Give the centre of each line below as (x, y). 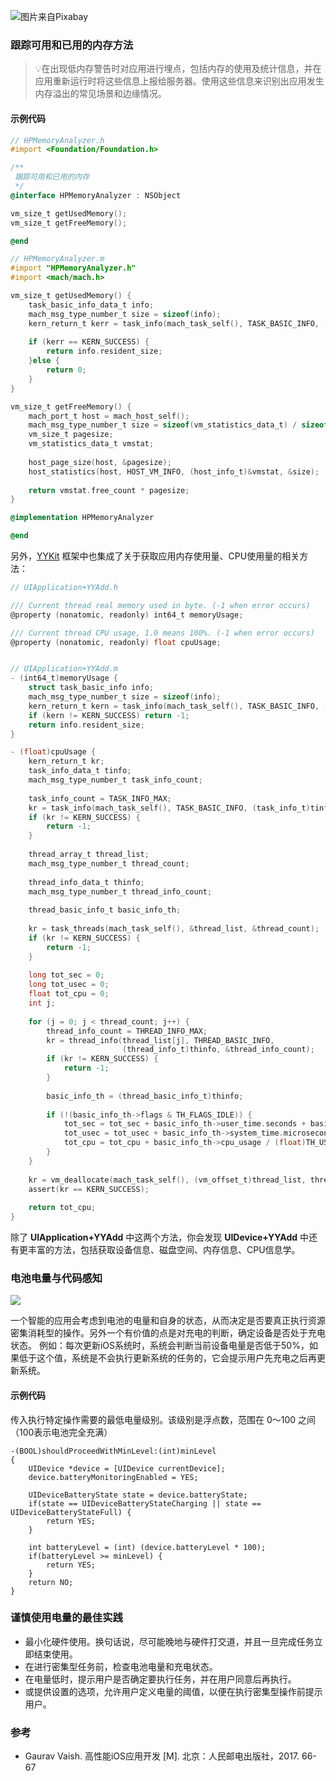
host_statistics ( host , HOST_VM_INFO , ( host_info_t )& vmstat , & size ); (174, 471)
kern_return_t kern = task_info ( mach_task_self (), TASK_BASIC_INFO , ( (178, 706)
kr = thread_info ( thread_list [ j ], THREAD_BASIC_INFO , (160, 1040)
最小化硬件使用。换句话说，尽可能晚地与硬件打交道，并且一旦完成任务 (169, 1641)
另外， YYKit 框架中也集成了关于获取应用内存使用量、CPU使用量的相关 (155, 556)
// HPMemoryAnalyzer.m (57, 259)
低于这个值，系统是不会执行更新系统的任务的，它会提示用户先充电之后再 (167, 1358)
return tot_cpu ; (62, 1208)
